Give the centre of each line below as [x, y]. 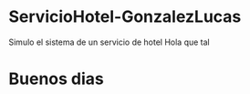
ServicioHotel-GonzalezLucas [125, 17]
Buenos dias [56, 79]
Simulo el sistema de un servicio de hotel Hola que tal [109, 42]
